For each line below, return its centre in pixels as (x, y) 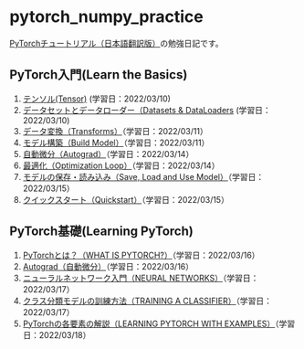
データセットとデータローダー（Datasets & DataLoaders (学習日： (147, 110)
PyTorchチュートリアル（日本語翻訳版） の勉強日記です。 (116, 43)
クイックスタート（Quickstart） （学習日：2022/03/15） (126, 199)
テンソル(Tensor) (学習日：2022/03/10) (97, 99)
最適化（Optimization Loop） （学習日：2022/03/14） (121, 165)
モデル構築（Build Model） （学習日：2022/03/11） (116, 143)
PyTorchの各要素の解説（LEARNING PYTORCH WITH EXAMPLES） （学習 (159, 323)
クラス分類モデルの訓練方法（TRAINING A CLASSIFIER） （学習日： (147, 301)
